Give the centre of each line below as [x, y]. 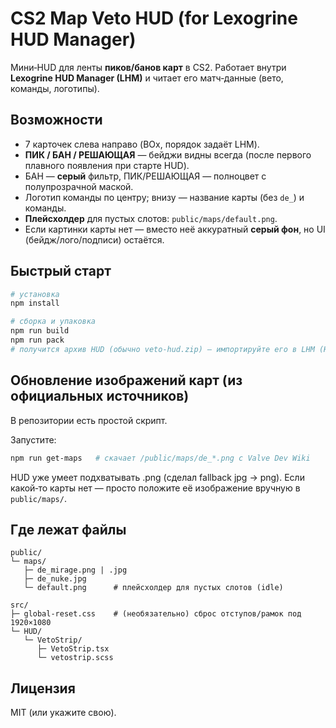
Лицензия [43, 688]
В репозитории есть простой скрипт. [89, 420]
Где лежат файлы [68, 529]
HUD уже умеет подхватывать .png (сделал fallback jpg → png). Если [157, 477]
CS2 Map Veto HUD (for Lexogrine [154, 18]
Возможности [56, 120]
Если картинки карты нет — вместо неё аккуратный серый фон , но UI [175, 229]
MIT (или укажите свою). [63, 713]
